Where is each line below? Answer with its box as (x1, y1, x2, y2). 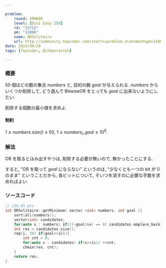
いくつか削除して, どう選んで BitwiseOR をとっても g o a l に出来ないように (5, 88, 154, 94)
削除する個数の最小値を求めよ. (5, 105, 68, 111)
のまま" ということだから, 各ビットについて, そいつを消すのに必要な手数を (5, 172, 156, 178)
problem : (5, 11, 23, 16)
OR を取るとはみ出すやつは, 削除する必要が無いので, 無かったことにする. (5, 155, 153, 161)
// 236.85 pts (5, 203, 35, 209)
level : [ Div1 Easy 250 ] (14, 21, 63, 26)
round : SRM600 (14, 16, 43, 21)
